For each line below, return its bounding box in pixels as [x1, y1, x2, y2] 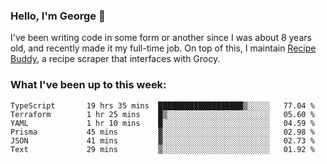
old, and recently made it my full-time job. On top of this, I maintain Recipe [10, 42, 317, 54]
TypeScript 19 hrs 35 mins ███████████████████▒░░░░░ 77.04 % [10, 100, 315, 111]
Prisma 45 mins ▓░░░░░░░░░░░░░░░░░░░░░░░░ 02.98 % [10, 127, 315, 137]
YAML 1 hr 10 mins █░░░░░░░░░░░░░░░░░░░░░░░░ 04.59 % [10, 118, 315, 128]
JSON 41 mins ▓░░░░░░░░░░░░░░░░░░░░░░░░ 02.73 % [10, 135, 315, 146]
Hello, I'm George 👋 [10, 9, 106, 23]
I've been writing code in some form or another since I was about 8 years [10, 32, 312, 44]
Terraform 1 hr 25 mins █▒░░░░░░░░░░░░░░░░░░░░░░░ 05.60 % [10, 109, 315, 119]
